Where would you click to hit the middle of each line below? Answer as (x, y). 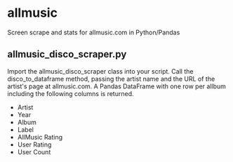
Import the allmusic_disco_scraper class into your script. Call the (100, 71)
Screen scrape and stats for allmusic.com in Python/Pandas (94, 32)
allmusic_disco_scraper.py (67, 54)
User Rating (34, 144)
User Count (34, 151)
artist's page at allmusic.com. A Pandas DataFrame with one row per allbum (117, 86)
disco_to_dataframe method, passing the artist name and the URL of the (111, 79)
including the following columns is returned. (71, 93)
